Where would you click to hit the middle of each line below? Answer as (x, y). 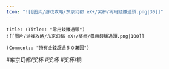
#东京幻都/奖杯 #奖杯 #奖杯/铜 (44, 60)
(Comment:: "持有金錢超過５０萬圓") (48, 48)
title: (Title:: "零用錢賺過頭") (46, 30)
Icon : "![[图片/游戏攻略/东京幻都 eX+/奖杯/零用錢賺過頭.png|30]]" (85, 12)
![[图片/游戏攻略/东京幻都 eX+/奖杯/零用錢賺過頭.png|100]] (75, 36)
